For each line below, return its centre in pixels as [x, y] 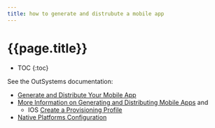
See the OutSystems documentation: [60, 81]
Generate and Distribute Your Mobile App [77, 94]
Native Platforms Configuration [62, 117]
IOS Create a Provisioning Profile [75, 110]
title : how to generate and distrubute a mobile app [86, 14]
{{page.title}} [47, 48]
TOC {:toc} [33, 68]
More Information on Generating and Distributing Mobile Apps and [113, 102]
